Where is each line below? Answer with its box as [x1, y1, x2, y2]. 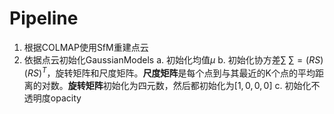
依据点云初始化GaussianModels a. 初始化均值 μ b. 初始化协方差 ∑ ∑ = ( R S [23, 53, 321, 66]
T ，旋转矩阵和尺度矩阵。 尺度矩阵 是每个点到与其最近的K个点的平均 [42, 65, 316, 79]
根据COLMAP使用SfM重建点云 [23, 41, 149, 53]
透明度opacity [23, 92, 82, 104]
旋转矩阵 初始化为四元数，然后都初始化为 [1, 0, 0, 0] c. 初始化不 [67, 79, 321, 91]
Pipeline [9, 7, 79, 30]
